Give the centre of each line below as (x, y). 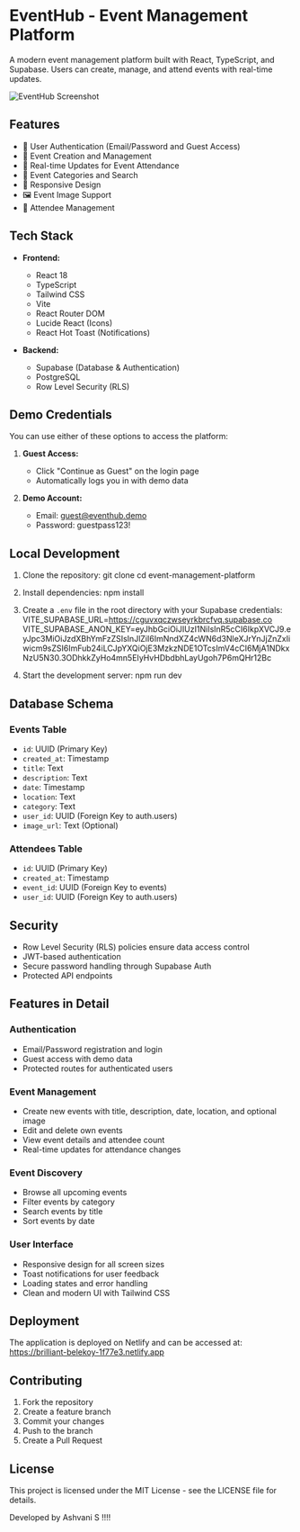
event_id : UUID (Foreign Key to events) (95, 888)
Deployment (44, 1321)
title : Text (43, 768)
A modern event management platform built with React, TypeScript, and (142, 59)
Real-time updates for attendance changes (101, 1149)
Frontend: (41, 257)
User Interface (41, 1245)
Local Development (65, 553)
